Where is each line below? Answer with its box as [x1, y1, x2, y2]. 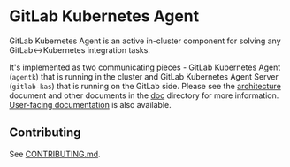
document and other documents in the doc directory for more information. [9, 90, 279, 101]
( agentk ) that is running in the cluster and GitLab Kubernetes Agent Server [9, 71, 279, 81]
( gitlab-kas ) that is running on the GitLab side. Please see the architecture [9, 80, 281, 91]
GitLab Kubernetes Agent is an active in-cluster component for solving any [9, 35, 281, 46]
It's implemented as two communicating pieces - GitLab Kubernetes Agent [9, 62, 281, 72]
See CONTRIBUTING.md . [9, 148, 101, 159]
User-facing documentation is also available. [9, 99, 172, 110]
